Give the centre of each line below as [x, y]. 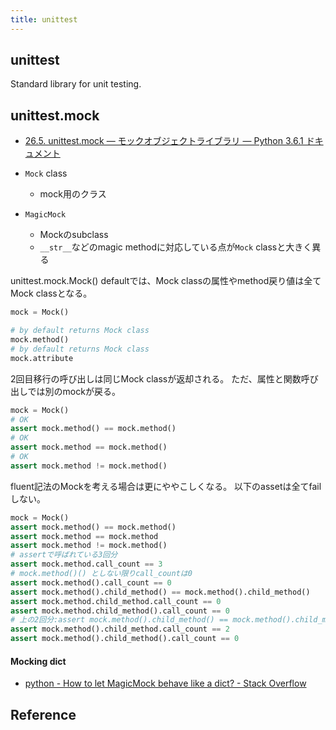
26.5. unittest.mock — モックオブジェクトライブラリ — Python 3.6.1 [164, 141]
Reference [43, 714]
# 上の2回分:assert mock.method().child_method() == [119, 620]
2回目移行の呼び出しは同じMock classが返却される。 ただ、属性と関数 [156, 378]
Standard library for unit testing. [76, 84]
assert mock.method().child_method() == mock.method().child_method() [160, 592]
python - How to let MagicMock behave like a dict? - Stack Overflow [165, 683]
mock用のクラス [73, 194]
